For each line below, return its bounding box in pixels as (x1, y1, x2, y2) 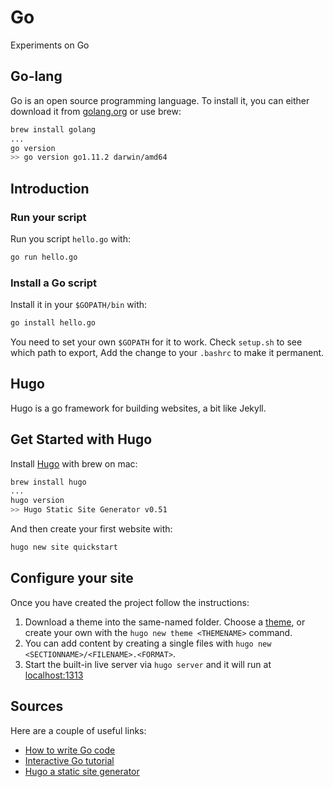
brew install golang (10, 124, 97, 135)
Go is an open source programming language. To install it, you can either (10, 94, 310, 106)
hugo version (10, 496, 65, 506)
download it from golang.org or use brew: (10, 105, 182, 117)
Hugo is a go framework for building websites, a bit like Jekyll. (10, 402, 267, 414)
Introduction (10, 180, 90, 197)
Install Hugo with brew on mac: (10, 457, 138, 470)
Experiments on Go (10, 39, 90, 51)
